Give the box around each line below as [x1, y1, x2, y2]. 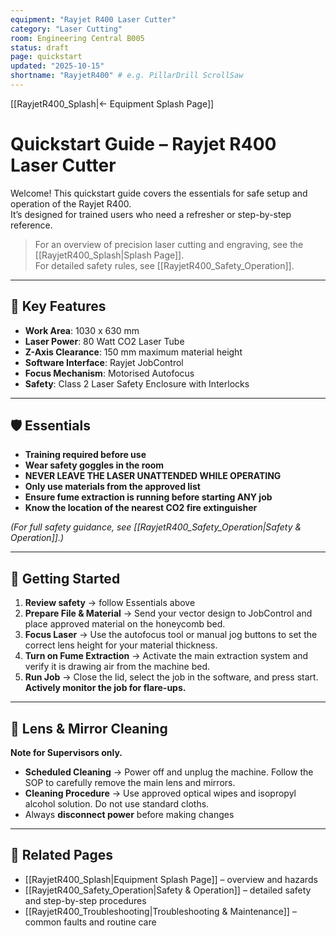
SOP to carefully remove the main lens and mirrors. [24, 777, 236, 789]
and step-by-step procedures [24, 894, 147, 906]
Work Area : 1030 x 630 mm [24, 324, 140, 336]
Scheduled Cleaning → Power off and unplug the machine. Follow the [24, 766, 314, 778]
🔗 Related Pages [10, 847, 113, 864]
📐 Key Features [10, 298, 107, 315]
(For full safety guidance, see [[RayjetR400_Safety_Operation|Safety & [10, 521, 302, 533]
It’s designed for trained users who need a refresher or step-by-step [10, 208, 292, 220]
